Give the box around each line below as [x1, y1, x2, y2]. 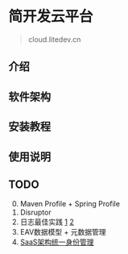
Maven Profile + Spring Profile [19, 199, 121, 209]
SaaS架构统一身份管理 [19, 237, 94, 247]
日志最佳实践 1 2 [19, 217, 74, 227]
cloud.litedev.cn [27, 34, 81, 44]
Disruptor [19, 207, 52, 218]
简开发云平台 [8, 7, 94, 26]
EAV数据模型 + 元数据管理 [19, 227, 106, 237]
